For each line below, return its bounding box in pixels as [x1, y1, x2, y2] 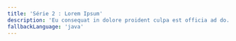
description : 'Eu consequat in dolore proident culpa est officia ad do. [7, 17, 230, 24]
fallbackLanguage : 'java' [7, 23, 84, 30]
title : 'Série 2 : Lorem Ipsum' [7, 10, 103, 17]
